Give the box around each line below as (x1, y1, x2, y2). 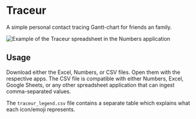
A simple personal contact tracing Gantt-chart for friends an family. (6, 23, 172, 31)
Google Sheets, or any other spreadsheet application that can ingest (6, 81, 175, 88)
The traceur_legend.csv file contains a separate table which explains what (6, 99, 191, 106)
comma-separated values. (6, 88, 71, 95)
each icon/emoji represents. (6, 106, 76, 113)
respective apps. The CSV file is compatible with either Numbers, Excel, (6, 75, 184, 82)
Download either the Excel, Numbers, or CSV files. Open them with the (6, 69, 181, 76)
